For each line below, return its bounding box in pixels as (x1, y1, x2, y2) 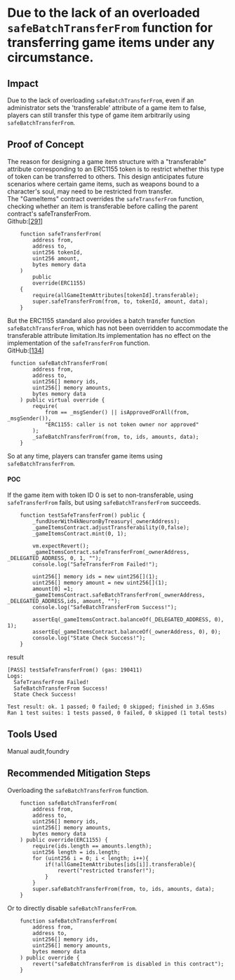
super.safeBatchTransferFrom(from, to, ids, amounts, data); (32, 885, 215, 892)
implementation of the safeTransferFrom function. (7, 339, 150, 347)
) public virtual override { (20, 396, 105, 404)
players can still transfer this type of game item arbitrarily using (7, 111, 191, 119)
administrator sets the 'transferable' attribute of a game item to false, (7, 104, 206, 111)
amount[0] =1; (32, 585, 74, 593)
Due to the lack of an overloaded (7, 5, 201, 21)
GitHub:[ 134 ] (7, 346, 44, 355)
